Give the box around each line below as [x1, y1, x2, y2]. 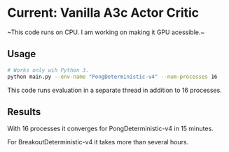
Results [7, 106, 41, 118]
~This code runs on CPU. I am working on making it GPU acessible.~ [7, 28, 205, 36]
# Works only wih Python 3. [7, 66, 90, 74]
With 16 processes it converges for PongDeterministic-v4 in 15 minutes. [7, 124, 214, 133]
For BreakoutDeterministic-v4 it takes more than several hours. [7, 138, 189, 146]
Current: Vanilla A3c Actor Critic [7, 5, 200, 21]
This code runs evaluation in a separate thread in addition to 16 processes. [7, 86, 222, 94]
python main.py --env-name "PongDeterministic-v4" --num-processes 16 [7, 73, 218, 80]
